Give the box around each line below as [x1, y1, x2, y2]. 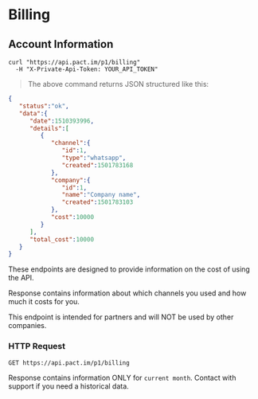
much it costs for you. [8, 297, 80, 307]
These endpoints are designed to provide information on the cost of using [8, 264, 251, 274]
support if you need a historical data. [8, 381, 129, 391]
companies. [8, 321, 47, 331]
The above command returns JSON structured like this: [27, 80, 209, 88]
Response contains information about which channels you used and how [8, 288, 247, 298]
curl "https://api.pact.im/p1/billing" [8, 58, 141, 66]
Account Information [8, 37, 114, 51]
